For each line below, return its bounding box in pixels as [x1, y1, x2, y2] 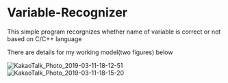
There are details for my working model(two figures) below [7, 48, 173, 56]
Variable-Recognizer [7, 5, 128, 21]
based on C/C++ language [7, 34, 82, 43]
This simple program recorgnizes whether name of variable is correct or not [7, 27, 221, 36]
